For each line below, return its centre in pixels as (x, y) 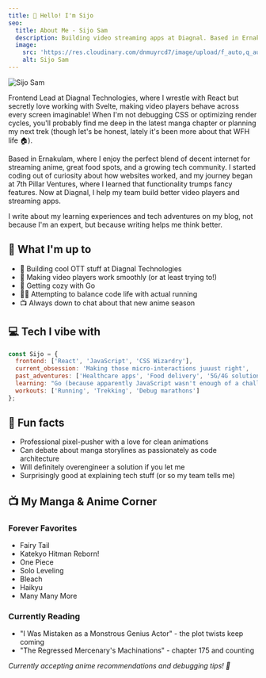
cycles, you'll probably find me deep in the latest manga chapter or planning (132, 123)
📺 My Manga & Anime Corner (83, 502)
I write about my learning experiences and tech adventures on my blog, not (131, 216)
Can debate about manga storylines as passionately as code (118, 450)
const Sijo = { (33, 354)
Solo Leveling (42, 571)
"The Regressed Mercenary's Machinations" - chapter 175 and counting (137, 650)
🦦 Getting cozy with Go (57, 285)
